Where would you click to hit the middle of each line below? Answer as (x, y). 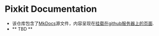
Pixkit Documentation (51, 9)
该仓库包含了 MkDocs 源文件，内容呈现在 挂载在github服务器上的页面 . (83, 23)
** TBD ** (22, 29)
